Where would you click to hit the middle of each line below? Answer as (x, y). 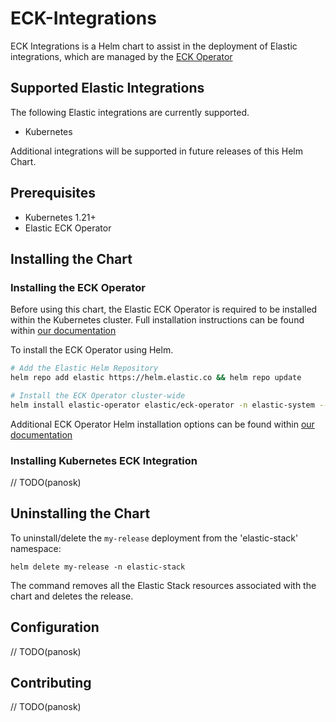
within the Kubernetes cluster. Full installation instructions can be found (157, 320)
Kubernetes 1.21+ (60, 217)
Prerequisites (53, 193)
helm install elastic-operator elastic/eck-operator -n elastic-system (162, 405)
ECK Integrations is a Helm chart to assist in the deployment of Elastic (154, 46)
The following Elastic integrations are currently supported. (130, 112)
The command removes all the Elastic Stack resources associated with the (163, 585)
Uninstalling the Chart (80, 513)
